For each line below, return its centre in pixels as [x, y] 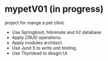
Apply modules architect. [37, 42]
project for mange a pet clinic [35, 23]
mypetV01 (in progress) [54, 9]
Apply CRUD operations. [37, 37]
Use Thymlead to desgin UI [40, 53]
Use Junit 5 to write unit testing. [44, 48]
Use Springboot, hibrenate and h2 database [56, 32]
